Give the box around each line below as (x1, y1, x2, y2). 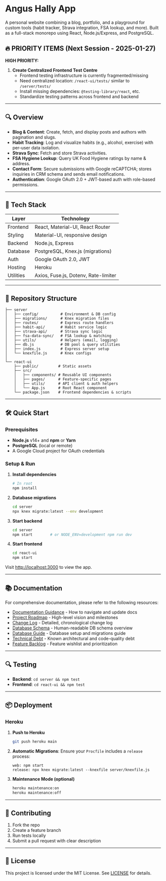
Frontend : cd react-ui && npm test (12, 681, 85, 687)
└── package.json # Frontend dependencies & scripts (14, 390, 132, 395)
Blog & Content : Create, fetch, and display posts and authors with (12, 129, 147, 135)
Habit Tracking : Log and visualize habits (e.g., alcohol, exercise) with (12, 139, 154, 145)
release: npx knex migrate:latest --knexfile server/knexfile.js (12, 767, 150, 772)
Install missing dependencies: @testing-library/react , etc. (19, 88, 140, 94)
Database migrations (12, 494, 57, 500)
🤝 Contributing (5, 809, 51, 817)
